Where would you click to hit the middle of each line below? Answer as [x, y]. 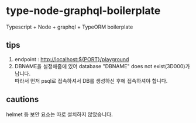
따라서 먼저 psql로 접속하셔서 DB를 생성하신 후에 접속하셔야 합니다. [91, 80]
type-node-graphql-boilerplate [83, 11]
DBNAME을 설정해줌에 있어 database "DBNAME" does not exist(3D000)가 [102, 66]
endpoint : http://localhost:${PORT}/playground [72, 59]
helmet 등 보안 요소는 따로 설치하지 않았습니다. [59, 114]
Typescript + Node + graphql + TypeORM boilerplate [70, 27]
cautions [23, 99]
